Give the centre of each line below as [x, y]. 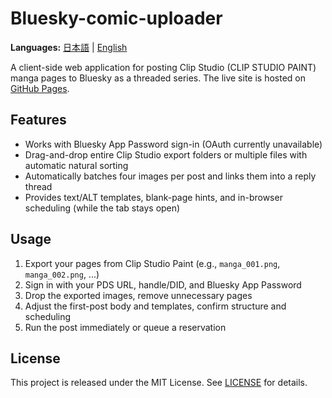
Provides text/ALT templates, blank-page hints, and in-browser [153, 197]
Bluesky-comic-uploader [116, 18]
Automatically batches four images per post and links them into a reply [170, 176]
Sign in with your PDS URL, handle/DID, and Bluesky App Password [163, 284]
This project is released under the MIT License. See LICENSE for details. [159, 383]
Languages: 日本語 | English [69, 47]
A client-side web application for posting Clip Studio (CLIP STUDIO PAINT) [163, 67]
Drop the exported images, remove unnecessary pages [138, 295]
